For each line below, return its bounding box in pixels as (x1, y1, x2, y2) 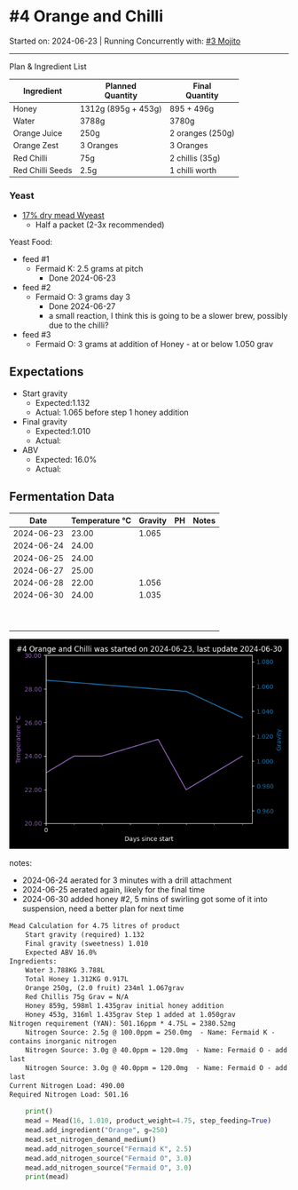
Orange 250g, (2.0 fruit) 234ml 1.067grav (25, 984, 184, 993)
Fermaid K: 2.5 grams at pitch (35, 263, 144, 274)
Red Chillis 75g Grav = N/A (25, 993, 129, 1002)
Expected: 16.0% (35, 454, 98, 464)
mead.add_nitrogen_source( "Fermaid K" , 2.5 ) (25, 1144, 192, 1154)
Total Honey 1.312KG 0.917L (25, 975, 129, 984)
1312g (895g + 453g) (79, 103, 162, 114)
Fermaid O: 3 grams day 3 (35, 291, 131, 302)
